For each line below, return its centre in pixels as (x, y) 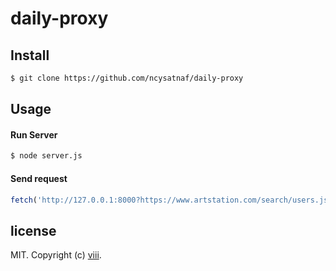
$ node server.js (46, 156)
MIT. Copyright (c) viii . (56, 255)
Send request (39, 178)
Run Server (34, 134)
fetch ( (24, 200)
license (33, 230)
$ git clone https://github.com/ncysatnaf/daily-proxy (127, 78)
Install (30, 55)
